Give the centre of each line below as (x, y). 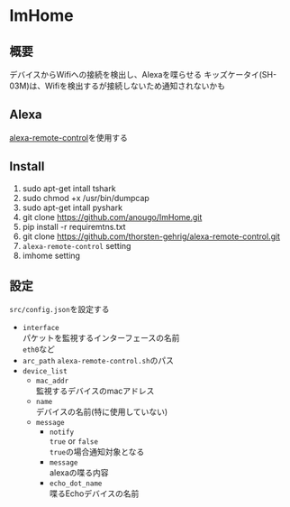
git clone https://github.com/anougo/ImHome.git (112, 217)
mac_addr (52, 381)
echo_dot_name (76, 484)
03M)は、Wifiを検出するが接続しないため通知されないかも (117, 86)
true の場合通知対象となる (97, 452)
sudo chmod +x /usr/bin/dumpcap (86, 198)
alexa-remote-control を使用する (69, 137)
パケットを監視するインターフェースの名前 (101, 338)
